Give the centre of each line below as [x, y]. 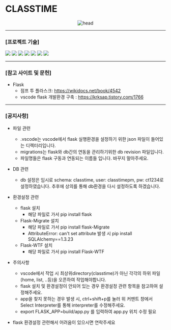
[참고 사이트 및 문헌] [28, 73]
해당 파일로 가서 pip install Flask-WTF [66, 251]
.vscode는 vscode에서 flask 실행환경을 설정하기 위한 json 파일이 [85, 139]
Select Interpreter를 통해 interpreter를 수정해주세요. [73, 305]
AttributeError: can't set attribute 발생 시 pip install [80, 233]
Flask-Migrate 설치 [40, 220]
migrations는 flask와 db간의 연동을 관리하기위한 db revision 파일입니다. [92, 151]
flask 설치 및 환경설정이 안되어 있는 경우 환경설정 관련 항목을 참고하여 [89, 286]
